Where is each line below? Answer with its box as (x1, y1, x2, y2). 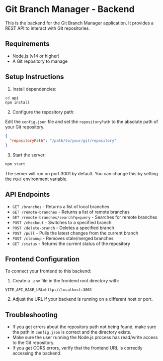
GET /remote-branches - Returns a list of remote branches (12, 209, 130, 215)
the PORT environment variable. (5, 176, 68, 182)
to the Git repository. (12, 340, 55, 346)
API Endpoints (5, 190, 50, 199)
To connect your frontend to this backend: (5, 268, 91, 274)
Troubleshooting (5, 310, 58, 319)
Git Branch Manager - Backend (5, 3, 135, 15)
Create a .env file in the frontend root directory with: (12, 278, 119, 284)
